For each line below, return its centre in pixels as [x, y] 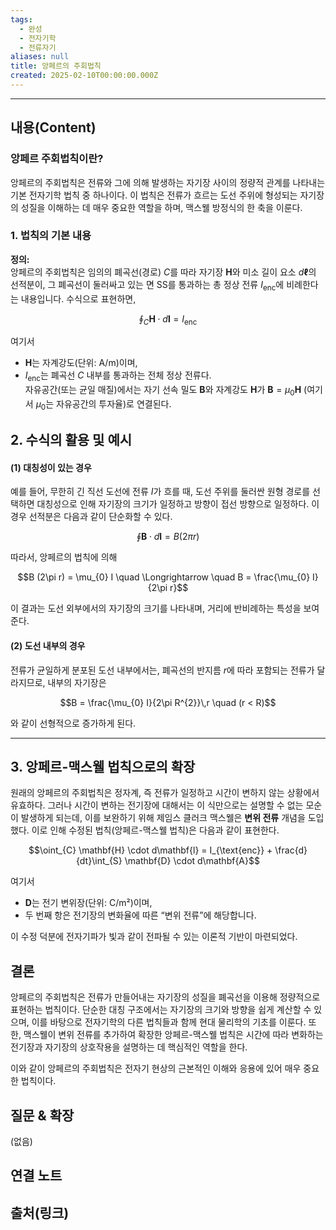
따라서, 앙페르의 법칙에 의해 [64, 557]
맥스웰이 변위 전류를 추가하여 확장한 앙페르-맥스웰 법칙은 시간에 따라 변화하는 [173, 1035]
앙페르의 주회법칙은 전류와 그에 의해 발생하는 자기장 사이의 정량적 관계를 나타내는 [168, 182]
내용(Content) [53, 127]
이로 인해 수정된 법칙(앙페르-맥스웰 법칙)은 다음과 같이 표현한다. [155, 830]
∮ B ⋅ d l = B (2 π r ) [168, 537]
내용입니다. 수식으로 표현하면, [78, 298]
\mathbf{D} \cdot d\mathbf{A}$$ [192, 861]
